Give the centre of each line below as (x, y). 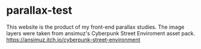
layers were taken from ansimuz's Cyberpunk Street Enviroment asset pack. (101, 33)
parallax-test (39, 10)
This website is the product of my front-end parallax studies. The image (95, 27)
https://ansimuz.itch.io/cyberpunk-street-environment (73, 39)
